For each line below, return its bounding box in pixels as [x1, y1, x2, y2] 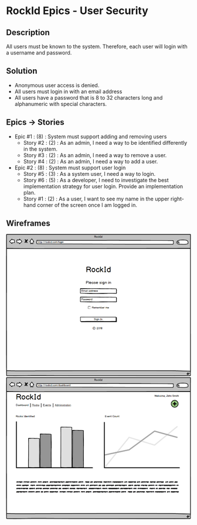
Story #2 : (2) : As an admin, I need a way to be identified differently [23, 139, 188, 146]
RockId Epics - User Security [6, 4, 148, 18]
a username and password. [6, 49, 72, 56]
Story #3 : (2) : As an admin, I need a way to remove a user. [23, 151, 167, 159]
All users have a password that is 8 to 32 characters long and [14, 94, 163, 101]
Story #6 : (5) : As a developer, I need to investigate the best [23, 176, 169, 183]
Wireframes [6, 219, 51, 229]
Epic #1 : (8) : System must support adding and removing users [14, 133, 167, 140]
